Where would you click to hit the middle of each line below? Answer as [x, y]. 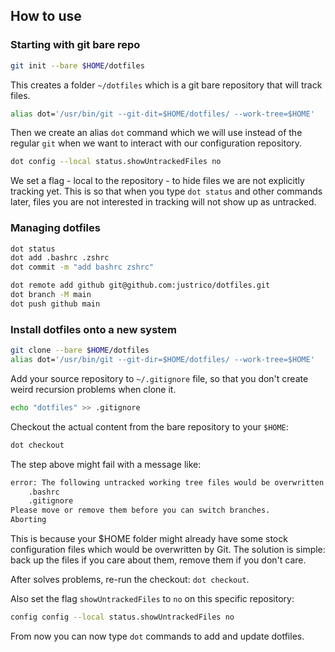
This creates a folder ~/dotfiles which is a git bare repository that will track [166, 85]
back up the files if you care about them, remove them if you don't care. [158, 560]
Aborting [28, 520]
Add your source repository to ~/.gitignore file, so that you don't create [159, 378]
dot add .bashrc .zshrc [60, 258]
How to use [46, 16]
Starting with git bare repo [75, 45]
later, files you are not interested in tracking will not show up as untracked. [163, 202]
